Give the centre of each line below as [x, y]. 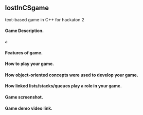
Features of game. [24, 52]
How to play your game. [30, 64]
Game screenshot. [24, 97]
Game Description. [24, 31]
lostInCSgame [27, 8]
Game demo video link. [29, 108]
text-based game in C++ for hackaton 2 [45, 19]
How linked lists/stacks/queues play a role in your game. [63, 86]
